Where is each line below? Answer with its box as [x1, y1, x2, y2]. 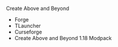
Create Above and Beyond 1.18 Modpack [14, 35, 112, 41]
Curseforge [14, 28, 43, 35]
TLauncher [14, 23, 41, 29]
